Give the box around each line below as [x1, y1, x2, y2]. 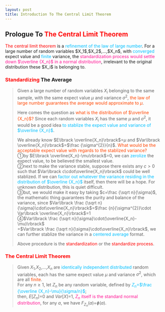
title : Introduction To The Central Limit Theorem [5, 12, 111, 17]
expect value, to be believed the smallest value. [17, 158, 114, 164]
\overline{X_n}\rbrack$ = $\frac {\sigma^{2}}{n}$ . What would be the [17, 142, 156, 148]
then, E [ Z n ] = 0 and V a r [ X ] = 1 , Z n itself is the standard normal [17, 294, 138, 301]
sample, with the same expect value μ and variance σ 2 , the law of [17, 94, 150, 101]
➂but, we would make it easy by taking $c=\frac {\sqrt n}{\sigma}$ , [17, 189, 157, 195]
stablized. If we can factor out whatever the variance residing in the [17, 173, 154, 179]
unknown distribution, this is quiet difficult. [17, 184, 104, 190]
